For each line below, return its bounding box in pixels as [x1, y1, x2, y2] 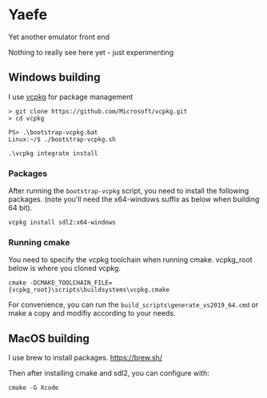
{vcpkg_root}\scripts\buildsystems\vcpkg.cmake [8, 286, 170, 294]
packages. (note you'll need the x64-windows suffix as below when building [8, 194, 260, 205]
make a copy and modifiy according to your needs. [8, 308, 176, 318]
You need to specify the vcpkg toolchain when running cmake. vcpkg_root [8, 255, 253, 265]
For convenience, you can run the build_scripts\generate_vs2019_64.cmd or [8, 300, 259, 309]
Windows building [8, 70, 101, 85]
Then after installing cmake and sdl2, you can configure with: [8, 368, 210, 378]
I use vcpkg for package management [8, 92, 133, 101]
